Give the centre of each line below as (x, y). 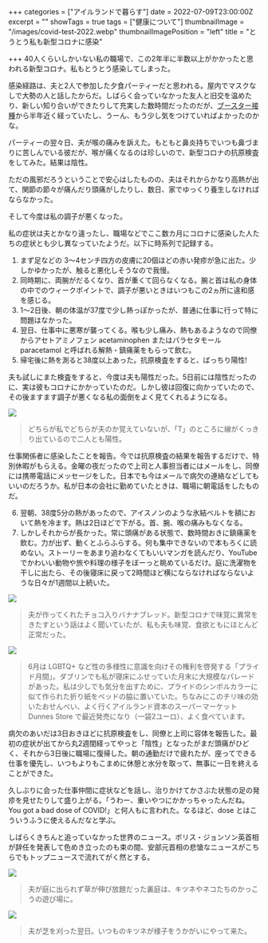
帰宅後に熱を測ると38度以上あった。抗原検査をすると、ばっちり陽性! (133, 360)
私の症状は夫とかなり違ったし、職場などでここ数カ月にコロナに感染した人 (130, 233)
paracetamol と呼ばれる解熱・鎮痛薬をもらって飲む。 (108, 350)
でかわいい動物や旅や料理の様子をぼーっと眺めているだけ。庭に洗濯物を (138, 563)
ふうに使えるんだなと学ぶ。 (75, 820)
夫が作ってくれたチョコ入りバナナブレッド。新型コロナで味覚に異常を (143, 614)
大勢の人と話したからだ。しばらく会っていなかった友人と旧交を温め (134, 95)
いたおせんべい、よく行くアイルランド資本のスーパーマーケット (132, 706)
